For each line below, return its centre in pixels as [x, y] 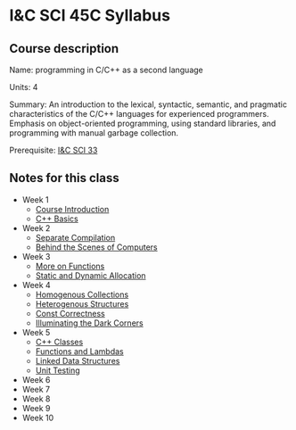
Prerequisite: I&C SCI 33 [53, 150]
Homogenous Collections [82, 294]
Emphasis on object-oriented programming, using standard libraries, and [143, 123]
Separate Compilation [75, 237]
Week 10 [38, 418]
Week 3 [36, 256]
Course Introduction [72, 209]
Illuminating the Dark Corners [90, 323]
